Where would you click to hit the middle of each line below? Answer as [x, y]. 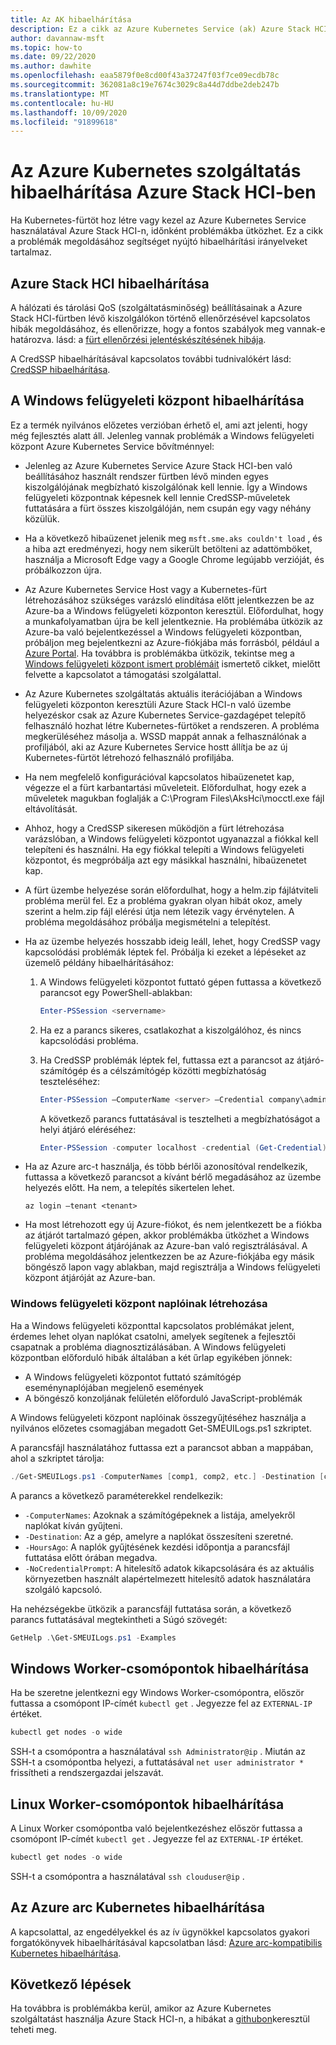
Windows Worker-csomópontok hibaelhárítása [160, 1668]
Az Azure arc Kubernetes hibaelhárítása [137, 1907]
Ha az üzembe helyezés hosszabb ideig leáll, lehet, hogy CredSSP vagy [172, 941]
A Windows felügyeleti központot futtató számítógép [133, 1377]
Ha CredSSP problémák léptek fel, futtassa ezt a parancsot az [167, 1060]
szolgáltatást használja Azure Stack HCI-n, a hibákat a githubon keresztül [160, 2019]
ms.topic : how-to [46, 47]
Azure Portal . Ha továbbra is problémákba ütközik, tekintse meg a [159, 653]
